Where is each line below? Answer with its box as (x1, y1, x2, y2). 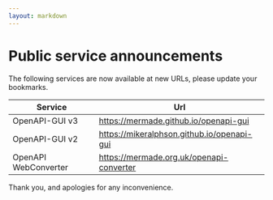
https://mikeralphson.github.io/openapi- (98, 128, 253, 139)
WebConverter (12, 161, 69, 172)
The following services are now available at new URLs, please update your (8, 74, 258, 83)
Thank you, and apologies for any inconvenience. (8, 182, 174, 192)
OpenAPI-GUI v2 (12, 133, 79, 144)
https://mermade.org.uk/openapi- (98, 151, 229, 163)
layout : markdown (8, 11, 67, 20)
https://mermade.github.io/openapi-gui (98, 115, 249, 126)
